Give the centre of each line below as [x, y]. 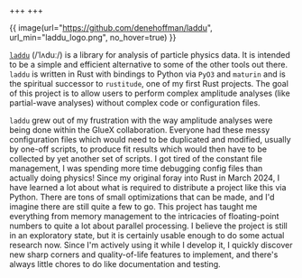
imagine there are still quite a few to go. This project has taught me [133, 207]
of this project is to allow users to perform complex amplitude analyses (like [150, 93]
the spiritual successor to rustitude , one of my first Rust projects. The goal [149, 83]
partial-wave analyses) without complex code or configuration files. [135, 103]
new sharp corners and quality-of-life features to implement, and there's [144, 255]
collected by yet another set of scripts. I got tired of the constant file [136, 158]
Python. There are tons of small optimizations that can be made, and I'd [142, 197]
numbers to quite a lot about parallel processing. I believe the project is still [149, 226]
